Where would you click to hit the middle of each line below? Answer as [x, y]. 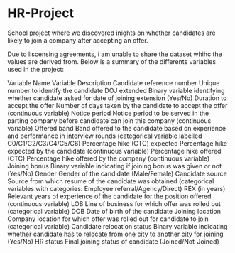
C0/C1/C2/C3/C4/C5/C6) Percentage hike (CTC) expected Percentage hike [117, 143]
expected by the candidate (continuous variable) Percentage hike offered [114, 151]
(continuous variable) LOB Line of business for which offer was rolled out [114, 203]
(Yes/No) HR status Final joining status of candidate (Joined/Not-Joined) [113, 241]
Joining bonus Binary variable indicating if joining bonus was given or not [115, 166]
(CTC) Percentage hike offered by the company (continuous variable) [109, 158]
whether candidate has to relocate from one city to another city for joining [115, 234]
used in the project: [36, 69]
